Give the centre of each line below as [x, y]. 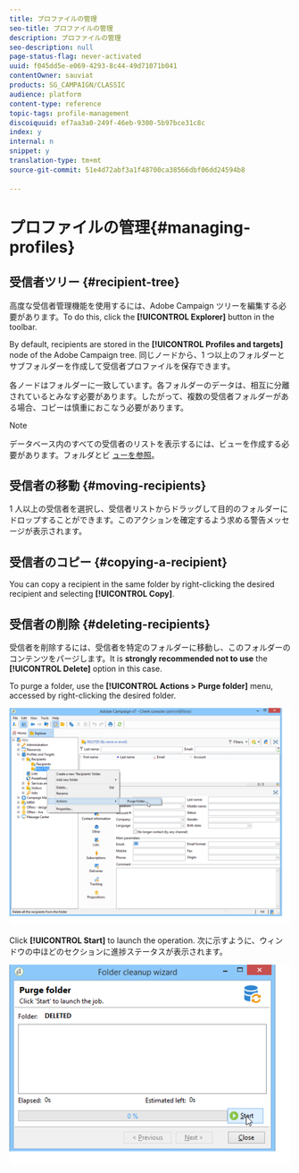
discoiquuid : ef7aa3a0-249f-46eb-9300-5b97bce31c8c [107, 123]
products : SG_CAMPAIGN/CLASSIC [67, 85]
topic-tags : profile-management [69, 113]
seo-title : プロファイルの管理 [61, 28]
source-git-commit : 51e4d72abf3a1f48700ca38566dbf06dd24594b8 [127, 170]
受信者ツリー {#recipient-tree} [95, 282]
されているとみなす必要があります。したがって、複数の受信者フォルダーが [145, 396]
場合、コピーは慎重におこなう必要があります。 [103, 407]
